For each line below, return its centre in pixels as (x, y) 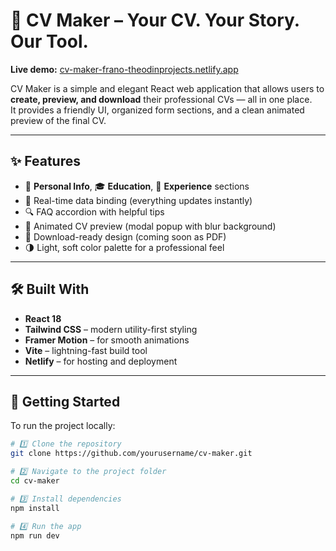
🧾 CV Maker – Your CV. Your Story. (155, 20)
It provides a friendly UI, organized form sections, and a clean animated (157, 110)
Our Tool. (49, 41)
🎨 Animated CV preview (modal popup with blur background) (150, 226)
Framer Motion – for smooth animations (107, 340)
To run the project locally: (63, 426)
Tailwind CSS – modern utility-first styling (111, 329)
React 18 (43, 318)
